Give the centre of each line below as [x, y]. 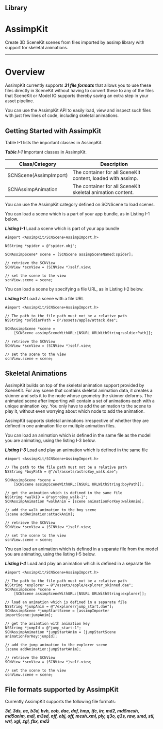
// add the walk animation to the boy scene [51, 510]
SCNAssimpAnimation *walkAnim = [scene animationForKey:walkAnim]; [75, 501]
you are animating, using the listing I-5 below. [50, 554]
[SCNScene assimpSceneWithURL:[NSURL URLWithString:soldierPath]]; [83, 333]
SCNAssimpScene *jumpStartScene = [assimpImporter [57, 611]
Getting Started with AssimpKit [53, 131]
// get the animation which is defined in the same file [64, 493]
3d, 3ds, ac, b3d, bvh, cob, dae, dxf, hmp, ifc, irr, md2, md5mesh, [72, 710]
